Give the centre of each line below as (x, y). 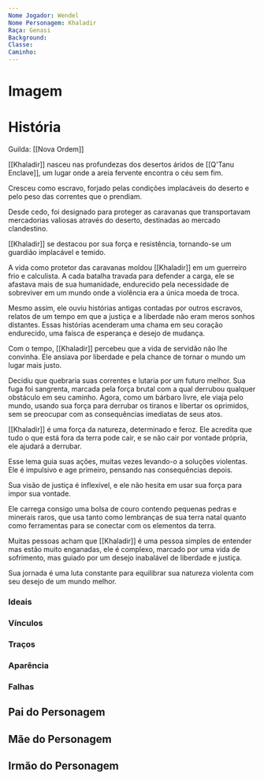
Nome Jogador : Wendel (44, 15)
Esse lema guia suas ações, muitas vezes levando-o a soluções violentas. (128, 462)
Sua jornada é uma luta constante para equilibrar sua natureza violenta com (131, 573)
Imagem (35, 91)
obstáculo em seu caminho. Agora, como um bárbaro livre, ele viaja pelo (126, 397)
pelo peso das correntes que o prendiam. (75, 197)
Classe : (21, 45)
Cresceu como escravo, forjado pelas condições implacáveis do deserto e (129, 188)
